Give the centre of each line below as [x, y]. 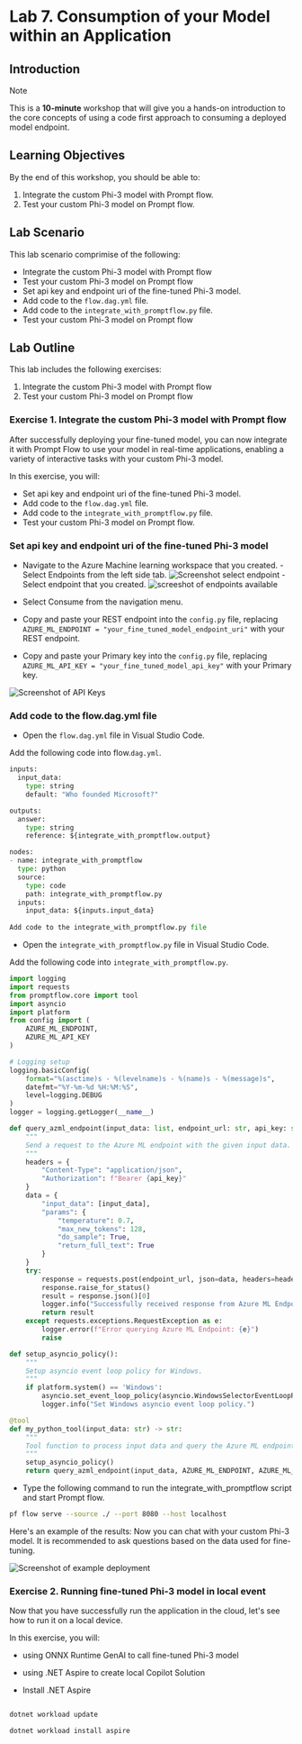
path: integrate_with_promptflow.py [94, 894]
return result [68, 1313]
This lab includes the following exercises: [85, 369]
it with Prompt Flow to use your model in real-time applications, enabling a [147, 449]
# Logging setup [40, 1062]
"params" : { [64, 1212]
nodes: [22, 852]
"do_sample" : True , [93, 1237]
